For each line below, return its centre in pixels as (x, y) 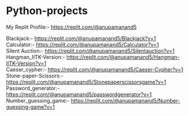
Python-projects (47, 11)
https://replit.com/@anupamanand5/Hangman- (123, 57)
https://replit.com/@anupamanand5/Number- (126, 100)
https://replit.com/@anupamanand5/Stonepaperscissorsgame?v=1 (86, 82)
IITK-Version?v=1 (26, 63)
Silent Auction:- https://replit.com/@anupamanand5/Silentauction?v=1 (90, 50)
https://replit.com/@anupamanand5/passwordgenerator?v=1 (79, 94)
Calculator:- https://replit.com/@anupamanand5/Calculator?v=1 (83, 45)
